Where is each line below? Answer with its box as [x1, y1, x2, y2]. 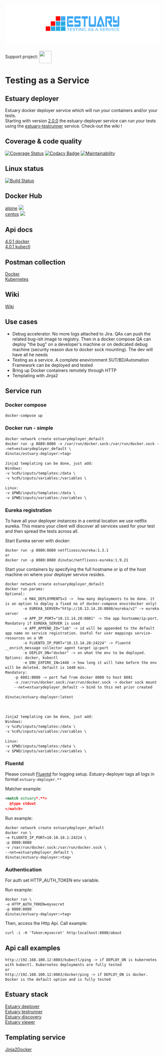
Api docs [5, 225, 33, 234]
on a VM [27, 636, 43, 640]
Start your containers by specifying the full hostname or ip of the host [5, 566, 146, 572]
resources [5, 636, 26, 640]
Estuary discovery [5, 1014, 42, 1020]
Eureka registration [5, 506, 52, 513]
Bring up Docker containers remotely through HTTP [12, 367, 117, 373]
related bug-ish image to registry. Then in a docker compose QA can [12, 336, 151, 342]
